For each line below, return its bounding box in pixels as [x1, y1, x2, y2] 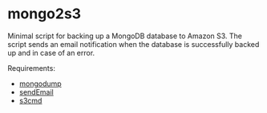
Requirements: [7, 63, 55, 72]
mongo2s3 [7, 5, 82, 23]
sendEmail [18, 87, 54, 96]
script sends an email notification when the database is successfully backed [7, 39, 260, 49]
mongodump [18, 79, 62, 88]
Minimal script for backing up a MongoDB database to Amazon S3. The [7, 31, 242, 41]
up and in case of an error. [7, 48, 95, 57]
